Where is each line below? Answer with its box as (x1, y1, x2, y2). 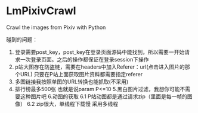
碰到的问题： (6, 35, 38, 43)
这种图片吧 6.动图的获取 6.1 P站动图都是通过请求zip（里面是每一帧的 (20, 93, 188, 100)
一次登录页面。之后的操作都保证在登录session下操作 (20, 56, 149, 63)
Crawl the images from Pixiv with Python (6, 24, 106, 31)
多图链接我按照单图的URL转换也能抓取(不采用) (14, 78, 129, 85)
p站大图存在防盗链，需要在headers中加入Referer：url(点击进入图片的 (14, 63, 185, 70)
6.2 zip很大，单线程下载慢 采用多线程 (26, 100, 119, 107)
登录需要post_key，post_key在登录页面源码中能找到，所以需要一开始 (14, 49, 185, 56)
